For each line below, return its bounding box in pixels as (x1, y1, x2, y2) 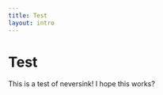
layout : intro (8, 19, 55, 27)
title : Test (8, 11, 47, 20)
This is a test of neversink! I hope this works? (8, 79, 156, 89)
